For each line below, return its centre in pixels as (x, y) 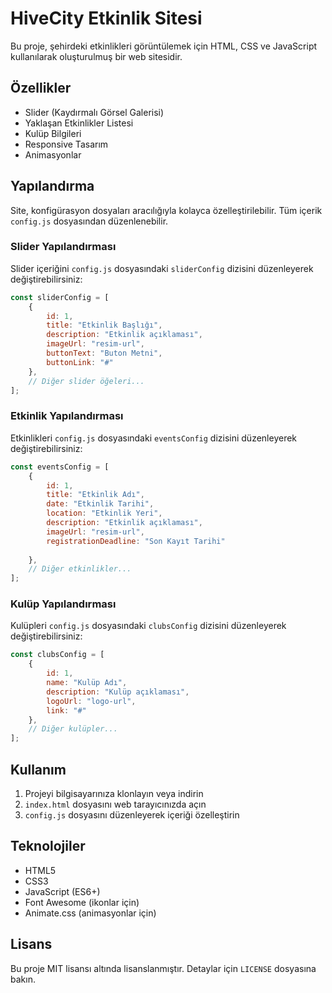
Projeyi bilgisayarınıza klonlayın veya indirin (114, 794)
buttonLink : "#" (80, 362)
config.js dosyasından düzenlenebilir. (89, 221)
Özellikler (41, 88)
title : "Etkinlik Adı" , (95, 495)
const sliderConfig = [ (60, 297)
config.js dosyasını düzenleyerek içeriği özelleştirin (132, 815)
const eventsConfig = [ (60, 467)
